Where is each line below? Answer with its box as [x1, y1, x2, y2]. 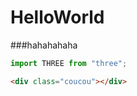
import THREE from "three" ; [10, 58, 128, 68]
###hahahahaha [10, 39, 78, 51]
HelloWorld [10, 6, 105, 29]
